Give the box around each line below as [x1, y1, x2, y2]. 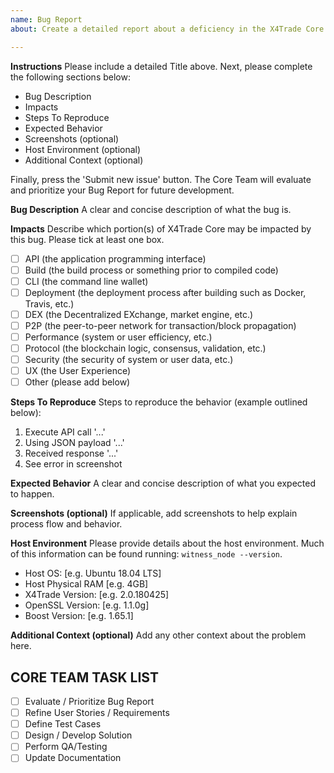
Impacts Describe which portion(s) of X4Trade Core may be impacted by [10, 222, 312, 235]
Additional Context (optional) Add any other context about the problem [10, 629, 307, 641]
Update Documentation [24, 752, 122, 764]
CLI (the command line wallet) [24, 275, 149, 287]
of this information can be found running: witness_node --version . [10, 548, 283, 560]
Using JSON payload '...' [24, 437, 125, 449]
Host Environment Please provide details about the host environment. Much [10, 537, 325, 550]
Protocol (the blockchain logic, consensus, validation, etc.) [24, 342, 267, 354]
